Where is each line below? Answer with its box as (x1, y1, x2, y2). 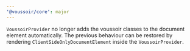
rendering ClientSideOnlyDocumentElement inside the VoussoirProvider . (6, 38, 185, 45)
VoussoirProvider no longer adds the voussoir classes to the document (6, 25, 185, 32)
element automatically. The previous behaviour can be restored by (6, 31, 173, 39)
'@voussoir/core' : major (6, 8, 69, 15)
